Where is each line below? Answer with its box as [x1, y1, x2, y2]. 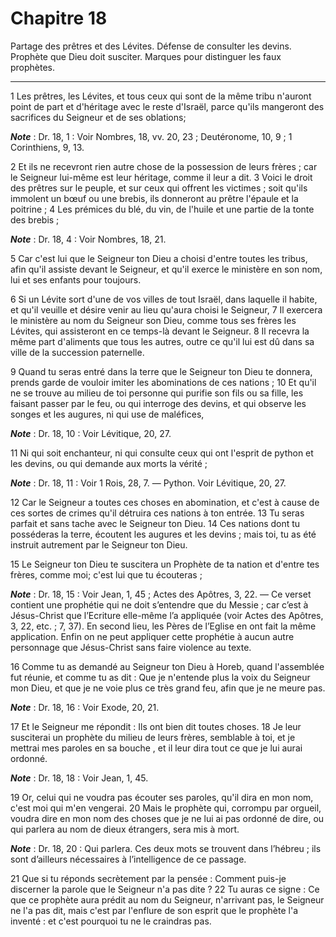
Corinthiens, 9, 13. [10, 141, 85, 153]
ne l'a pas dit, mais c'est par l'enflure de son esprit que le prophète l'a [10, 904, 299, 916]
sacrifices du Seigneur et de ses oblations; [10, 111, 187, 123]
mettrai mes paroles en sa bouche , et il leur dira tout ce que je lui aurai [10, 742, 303, 754]
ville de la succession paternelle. [10, 346, 145, 358]
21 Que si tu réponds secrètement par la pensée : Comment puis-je [10, 872, 287, 884]
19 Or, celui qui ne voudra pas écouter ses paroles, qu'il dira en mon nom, [10, 791, 314, 803]
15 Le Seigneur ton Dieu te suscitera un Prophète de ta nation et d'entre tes [10, 558, 320, 570]
